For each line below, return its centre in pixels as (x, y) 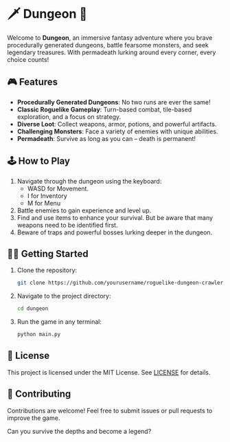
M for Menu (44, 203)
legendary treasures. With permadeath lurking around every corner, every (112, 52)
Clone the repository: (47, 270)
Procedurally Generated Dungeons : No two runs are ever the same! (114, 102)
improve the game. (34, 418)
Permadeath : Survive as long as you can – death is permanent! (106, 138)
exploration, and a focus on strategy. (69, 117)
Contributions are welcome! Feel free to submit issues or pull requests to (110, 410)
